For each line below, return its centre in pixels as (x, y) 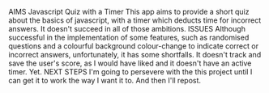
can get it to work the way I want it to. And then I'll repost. (105, 80)
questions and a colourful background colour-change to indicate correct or (134, 46)
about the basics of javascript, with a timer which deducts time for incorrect (135, 20)
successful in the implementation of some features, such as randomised (129, 37)
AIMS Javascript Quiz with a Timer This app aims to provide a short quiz (129, 12)
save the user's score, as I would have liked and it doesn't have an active (130, 63)
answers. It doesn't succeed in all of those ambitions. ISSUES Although (127, 29)
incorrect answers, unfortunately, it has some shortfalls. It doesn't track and (135, 55)
